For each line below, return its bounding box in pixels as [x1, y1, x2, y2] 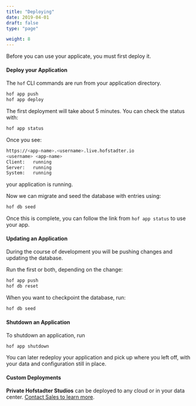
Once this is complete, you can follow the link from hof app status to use [6, 215, 186, 222]
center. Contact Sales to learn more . [6, 393, 95, 401]
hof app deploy [6, 97, 44, 103]
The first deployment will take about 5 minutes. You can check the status [6, 108, 185, 115]
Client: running [6, 159, 52, 165]
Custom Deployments [6, 374, 61, 381]
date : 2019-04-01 [6, 14, 49, 20]
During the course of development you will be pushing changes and [6, 248, 173, 255]
